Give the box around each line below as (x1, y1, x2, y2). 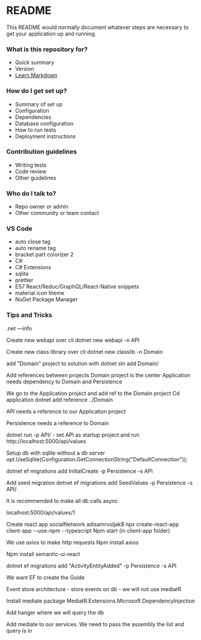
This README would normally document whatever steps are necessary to (6, 24, 189, 31)
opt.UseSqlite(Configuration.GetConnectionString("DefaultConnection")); (6, 455, 188, 462)
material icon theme (14, 289, 64, 296)
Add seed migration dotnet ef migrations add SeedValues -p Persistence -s (6, 479, 193, 486)
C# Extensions (14, 264, 51, 271)
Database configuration (14, 120, 74, 127)
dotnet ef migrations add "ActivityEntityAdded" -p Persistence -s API (6, 562, 177, 569)
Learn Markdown (14, 72, 58, 79)
